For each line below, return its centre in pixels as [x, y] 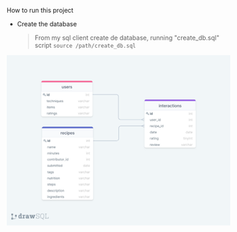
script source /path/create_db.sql [85, 45]
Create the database [47, 24]
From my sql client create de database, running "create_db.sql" [127, 38]
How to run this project [40, 10]
